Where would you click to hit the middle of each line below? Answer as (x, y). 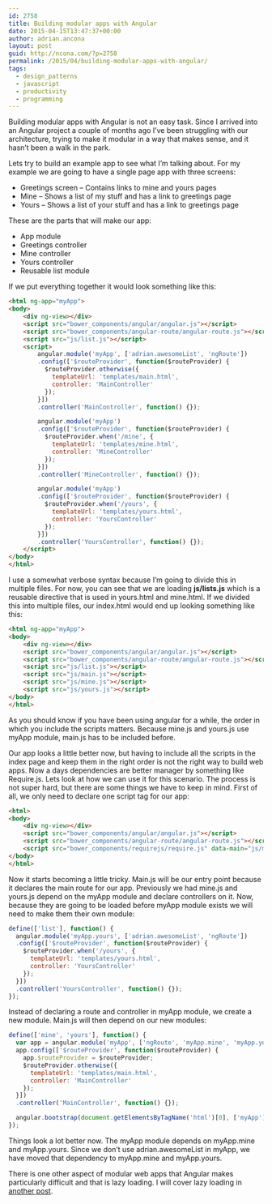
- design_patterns (47, 76)
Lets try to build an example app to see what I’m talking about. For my (124, 164)
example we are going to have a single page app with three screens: (122, 172)
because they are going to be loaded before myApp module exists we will (131, 905)
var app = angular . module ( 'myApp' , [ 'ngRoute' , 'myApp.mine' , (123, 1043)
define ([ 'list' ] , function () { (61, 928)
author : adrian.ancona (47, 39)
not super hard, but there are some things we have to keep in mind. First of (133, 787)
